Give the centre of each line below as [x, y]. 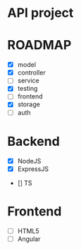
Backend [33, 141]
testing [27, 89]
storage [29, 104]
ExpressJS [33, 169]
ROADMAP [39, 45]
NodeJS [29, 161]
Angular [29, 239]
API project [40, 13]
